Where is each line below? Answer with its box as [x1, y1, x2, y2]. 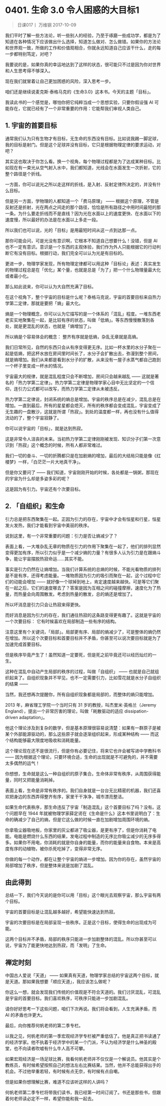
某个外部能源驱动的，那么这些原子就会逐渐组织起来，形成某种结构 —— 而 [5, 731, 155, 737]
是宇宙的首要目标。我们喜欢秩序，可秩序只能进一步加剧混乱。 [5, 995, 131, 1001]
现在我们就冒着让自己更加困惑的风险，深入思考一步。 [5, 78, 114, 84]
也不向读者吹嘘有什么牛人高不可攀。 [13, 1046, 87, 1051]
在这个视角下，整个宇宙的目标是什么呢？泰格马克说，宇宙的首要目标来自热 [5, 294, 157, 300]
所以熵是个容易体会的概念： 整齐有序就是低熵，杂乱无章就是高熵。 [5, 333, 141, 339]
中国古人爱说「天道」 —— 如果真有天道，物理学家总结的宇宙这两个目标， [5, 972, 155, 979]
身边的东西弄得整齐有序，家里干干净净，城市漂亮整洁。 [13, 793, 126, 799]
